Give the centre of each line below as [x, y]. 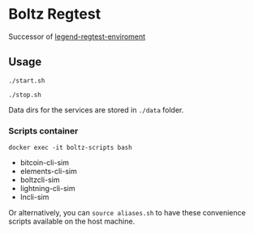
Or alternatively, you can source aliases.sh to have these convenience [127, 213]
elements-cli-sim [48, 172]
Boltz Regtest [55, 14]
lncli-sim [34, 197]
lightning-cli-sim [47, 189]
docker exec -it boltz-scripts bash [70, 148]
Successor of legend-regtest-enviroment [77, 36]
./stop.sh [25, 95]
